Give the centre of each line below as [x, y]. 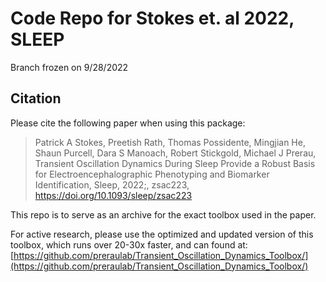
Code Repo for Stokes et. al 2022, [152, 18]
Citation [36, 98]
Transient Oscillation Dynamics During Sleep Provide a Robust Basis [175, 163]
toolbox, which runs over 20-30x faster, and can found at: [129, 244]
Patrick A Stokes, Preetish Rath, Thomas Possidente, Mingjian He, [170, 142]
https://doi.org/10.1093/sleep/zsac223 [113, 195]
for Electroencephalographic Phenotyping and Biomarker [152, 174]
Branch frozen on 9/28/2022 [69, 67]
